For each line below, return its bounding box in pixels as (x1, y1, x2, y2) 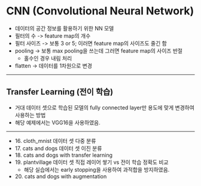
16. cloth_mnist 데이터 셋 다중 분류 (14, 137, 96, 144)
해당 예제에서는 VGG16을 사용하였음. (14, 118, 100, 126)
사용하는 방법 (14, 111, 46, 118)
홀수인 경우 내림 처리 (23, 54, 72, 62)
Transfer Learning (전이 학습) (6, 87, 114, 97)
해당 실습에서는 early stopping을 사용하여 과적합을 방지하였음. (23, 166, 170, 173)
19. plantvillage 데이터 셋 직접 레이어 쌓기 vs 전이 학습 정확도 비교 (14, 158, 169, 166)
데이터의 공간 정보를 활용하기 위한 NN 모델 (14, 25, 114, 32)
